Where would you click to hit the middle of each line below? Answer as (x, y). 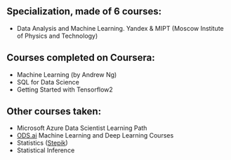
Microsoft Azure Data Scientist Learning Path (82, 128)
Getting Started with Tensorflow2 (65, 89)
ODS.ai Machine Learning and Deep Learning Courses (95, 136)
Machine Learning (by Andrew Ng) (67, 74)
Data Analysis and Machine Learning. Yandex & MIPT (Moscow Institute (120, 28)
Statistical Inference (46, 150)
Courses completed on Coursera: (81, 58)
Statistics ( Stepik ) (42, 143)
